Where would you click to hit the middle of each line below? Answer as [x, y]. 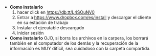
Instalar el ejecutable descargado [51, 28]
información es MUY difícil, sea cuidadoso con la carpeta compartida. [80, 48]
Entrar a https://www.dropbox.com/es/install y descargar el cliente [84, 17]
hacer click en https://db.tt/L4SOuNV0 [56, 12]
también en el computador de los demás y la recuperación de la [74, 43]
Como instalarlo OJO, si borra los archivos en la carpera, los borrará [79, 38]
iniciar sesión [30, 33]
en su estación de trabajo [43, 22]
